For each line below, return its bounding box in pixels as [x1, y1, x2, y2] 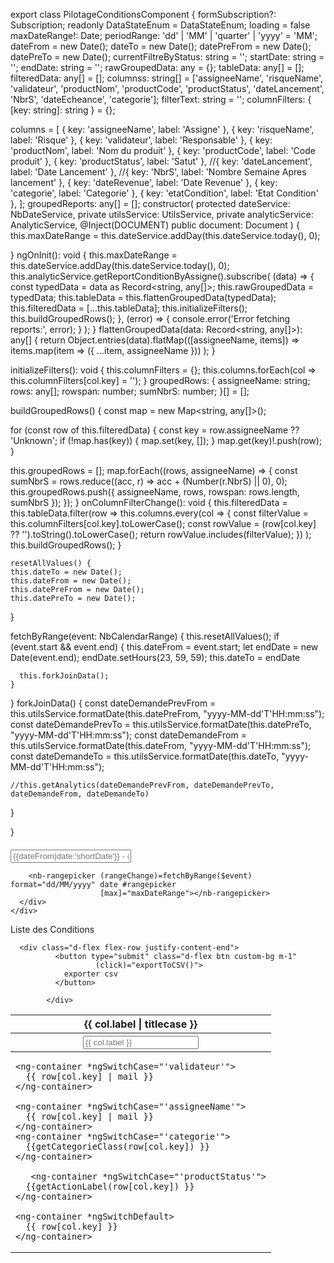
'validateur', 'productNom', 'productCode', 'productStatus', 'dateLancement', [10, 83, 325, 94]
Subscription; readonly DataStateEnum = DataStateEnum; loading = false [10, 19, 311, 31]
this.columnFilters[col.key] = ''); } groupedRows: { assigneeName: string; [10, 375, 311, 386]
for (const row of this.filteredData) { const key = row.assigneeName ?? [10, 424, 300, 436]
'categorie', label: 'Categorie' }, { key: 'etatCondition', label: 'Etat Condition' [10, 187, 319, 199]
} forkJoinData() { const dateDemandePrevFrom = [10, 697, 217, 709]
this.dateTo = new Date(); [10, 567, 123, 577]
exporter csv [63, 969, 118, 979]
